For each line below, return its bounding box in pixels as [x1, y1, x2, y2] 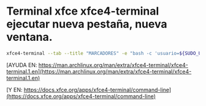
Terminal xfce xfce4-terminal [6, 4, 159, 18]
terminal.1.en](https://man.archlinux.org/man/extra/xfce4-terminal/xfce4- [6, 68, 192, 75]
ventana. [6, 30, 53, 44]
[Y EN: [6, 86, 23, 93]
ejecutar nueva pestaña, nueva [6, 17, 167, 31]
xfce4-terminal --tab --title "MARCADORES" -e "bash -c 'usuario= [6, 50, 180, 56]
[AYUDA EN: [6, 61, 37, 68]
